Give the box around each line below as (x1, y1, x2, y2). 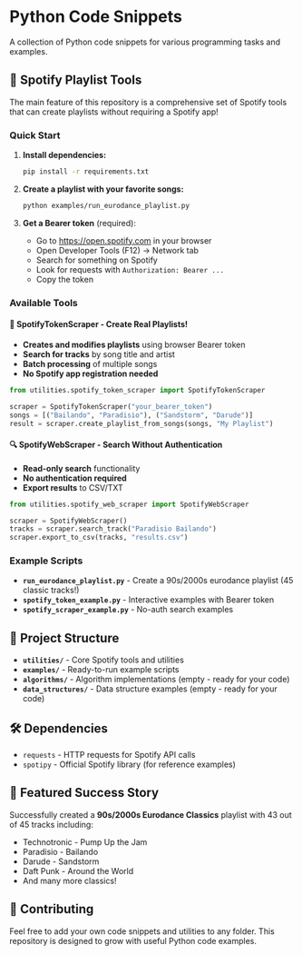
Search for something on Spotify (35, 254, 159, 265)
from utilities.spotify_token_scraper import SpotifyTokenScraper (9, 385, 266, 394)
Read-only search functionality (22, 463, 141, 473)
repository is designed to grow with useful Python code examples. (9, 935, 257, 946)
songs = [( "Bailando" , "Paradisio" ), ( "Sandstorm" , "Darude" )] (9, 411, 254, 420)
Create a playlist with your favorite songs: (22, 184, 184, 194)
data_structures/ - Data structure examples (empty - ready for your (22, 683, 278, 694)
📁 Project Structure (9, 630, 120, 646)
